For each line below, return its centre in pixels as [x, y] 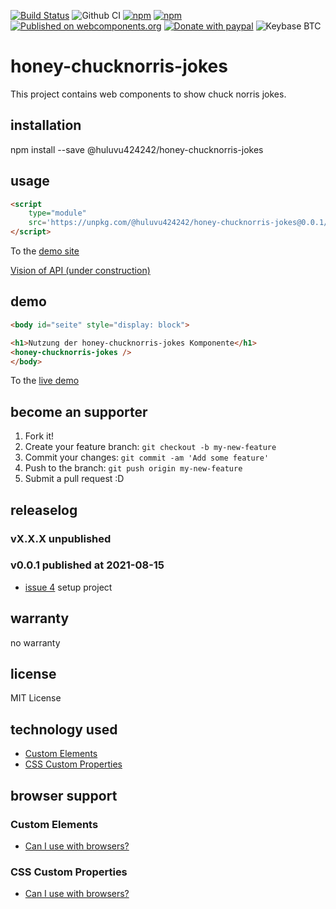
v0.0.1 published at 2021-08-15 [87, 565]
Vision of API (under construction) [80, 271]
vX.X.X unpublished [61, 538]
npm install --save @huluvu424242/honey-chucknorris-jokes [137, 149]
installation [46, 125]
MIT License [36, 698]
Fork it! [39, 436]
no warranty [35, 642]
